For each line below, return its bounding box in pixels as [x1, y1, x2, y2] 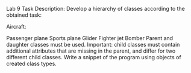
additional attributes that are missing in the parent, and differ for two [6, 47, 176, 54]
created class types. [6, 60, 57, 67]
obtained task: [6, 11, 42, 19]
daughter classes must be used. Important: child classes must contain [6, 41, 180, 48]
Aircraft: [6, 23, 27, 30]
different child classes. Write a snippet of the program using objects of [6, 54, 182, 60]
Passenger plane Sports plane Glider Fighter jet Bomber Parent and [6, 35, 174, 41]
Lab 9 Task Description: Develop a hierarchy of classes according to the [6, 5, 186, 12]
